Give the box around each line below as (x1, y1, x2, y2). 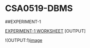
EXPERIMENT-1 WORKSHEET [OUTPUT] (5, 28, 86, 34)
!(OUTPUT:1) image (5, 37, 43, 43)
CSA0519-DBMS (5, 3, 73, 14)
